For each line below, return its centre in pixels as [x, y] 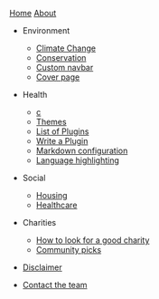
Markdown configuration [82, 150]
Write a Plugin [62, 141]
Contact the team [55, 285]
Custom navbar [65, 68]
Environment [46, 30]
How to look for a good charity [93, 240]
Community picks [69, 250]
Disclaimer [42, 267]
